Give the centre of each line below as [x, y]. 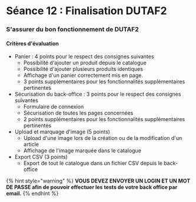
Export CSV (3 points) [41, 157]
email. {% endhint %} [32, 194]
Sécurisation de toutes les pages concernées [78, 113]
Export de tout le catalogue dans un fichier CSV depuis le [93, 163]
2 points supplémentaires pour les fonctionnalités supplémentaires [104, 119]
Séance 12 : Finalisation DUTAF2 [87, 11]
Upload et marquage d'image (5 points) [62, 132]
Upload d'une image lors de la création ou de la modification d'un [103, 138]
